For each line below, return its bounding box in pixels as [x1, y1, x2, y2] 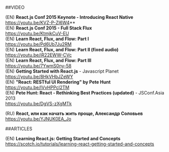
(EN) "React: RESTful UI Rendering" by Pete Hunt [5, 79, 111, 85]
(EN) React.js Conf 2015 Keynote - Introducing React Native [5, 14, 133, 20]
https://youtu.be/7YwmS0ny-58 [5, 63, 72, 69]
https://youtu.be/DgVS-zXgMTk [5, 101, 72, 106]
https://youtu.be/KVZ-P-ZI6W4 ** [5, 20, 76, 25]
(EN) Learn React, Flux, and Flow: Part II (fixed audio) [5, 47, 119, 52]
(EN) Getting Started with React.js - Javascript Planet [5, 68, 119, 74]
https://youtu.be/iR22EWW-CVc [5, 52, 72, 58]
